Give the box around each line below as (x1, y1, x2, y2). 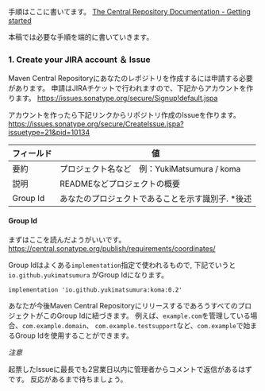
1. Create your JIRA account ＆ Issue (8, 54, 151, 65)
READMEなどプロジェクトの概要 (59, 178, 181, 189)
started (8, 16, 32, 25)
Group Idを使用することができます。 (14, 331, 133, 340)
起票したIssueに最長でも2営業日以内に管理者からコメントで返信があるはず (8, 364, 252, 374)
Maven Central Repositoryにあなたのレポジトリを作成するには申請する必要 (8, 74, 253, 83)
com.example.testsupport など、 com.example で (94, 320, 244, 330)
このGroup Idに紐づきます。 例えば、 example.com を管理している (42, 311, 251, 320)
